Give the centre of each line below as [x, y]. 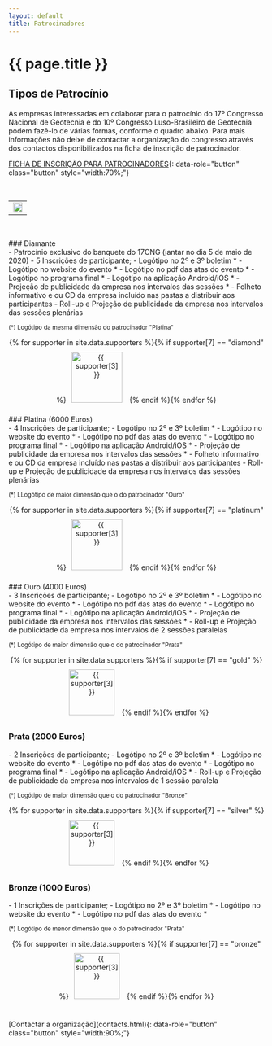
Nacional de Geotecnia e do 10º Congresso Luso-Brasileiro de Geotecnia [130, 122]
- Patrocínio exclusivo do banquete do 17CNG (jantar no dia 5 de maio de [130, 252]
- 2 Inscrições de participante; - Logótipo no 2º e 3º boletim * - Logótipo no [135, 755]
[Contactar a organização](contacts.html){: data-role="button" [113, 1024]
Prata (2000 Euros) [47, 737]
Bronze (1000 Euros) [50, 887]
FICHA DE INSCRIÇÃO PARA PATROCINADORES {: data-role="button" [124, 164]
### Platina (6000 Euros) [51, 419]
